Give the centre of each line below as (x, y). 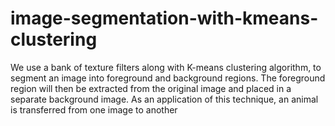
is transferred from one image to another (94, 109)
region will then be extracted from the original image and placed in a (151, 88)
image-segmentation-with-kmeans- (164, 18)
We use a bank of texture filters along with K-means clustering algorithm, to (166, 67)
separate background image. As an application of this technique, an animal (164, 99)
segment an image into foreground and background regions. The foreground (168, 78)
